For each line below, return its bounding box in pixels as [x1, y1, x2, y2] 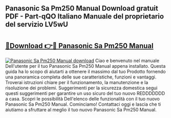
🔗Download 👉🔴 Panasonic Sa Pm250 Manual [5, 41, 154, 50]
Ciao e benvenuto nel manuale [95, 57, 160, 64]
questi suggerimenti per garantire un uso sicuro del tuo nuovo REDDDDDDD [5, 90, 165, 96]
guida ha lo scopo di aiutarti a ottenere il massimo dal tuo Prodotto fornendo [5, 69, 166, 74]
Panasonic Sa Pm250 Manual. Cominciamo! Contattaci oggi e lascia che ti [5, 101, 161, 107]
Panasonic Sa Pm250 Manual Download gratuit [5, 4, 159, 13]
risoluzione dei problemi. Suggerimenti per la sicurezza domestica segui [5, 85, 158, 91]
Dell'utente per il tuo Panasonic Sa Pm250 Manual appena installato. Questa [5, 63, 166, 69]
